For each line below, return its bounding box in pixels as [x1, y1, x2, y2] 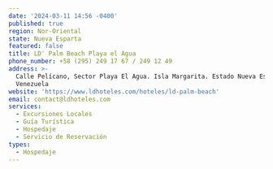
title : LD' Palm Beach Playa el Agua [8, 50, 136, 58]
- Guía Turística [15, 118, 75, 126]
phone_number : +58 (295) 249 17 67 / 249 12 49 [8, 58, 173, 66]
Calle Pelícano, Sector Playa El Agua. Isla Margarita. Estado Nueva [15, 72, 256, 80]
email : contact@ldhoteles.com [8, 95, 111, 103]
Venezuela [15, 80, 49, 88]
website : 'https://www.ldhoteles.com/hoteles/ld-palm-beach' [8, 87, 220, 96]
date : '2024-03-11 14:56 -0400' [8, 11, 118, 20]
